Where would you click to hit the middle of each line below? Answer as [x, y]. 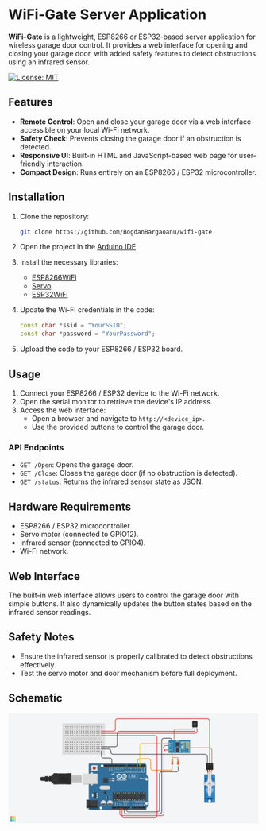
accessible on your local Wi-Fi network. [85, 129]
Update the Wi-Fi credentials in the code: [87, 310]
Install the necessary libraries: [69, 262]
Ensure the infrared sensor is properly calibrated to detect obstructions [136, 656]
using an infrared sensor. [49, 62]
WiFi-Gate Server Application [107, 15]
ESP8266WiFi [54, 278]
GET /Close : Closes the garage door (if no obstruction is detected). [129, 473]
